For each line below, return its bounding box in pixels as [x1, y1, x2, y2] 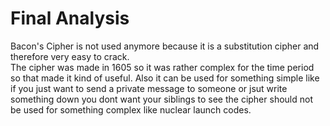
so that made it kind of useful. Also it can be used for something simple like [10, 72, 320, 84]
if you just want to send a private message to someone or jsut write [10, 82, 288, 94]
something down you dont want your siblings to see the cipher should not [10, 93, 313, 105]
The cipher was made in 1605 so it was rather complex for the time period [10, 61, 315, 73]
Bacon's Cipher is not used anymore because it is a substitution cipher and [10, 40, 320, 52]
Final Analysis [10, 7, 130, 30]
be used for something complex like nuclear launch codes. [10, 103, 252, 116]
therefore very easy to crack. [10, 50, 130, 62]
